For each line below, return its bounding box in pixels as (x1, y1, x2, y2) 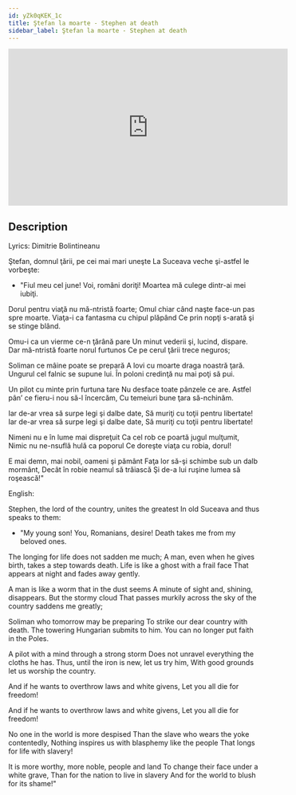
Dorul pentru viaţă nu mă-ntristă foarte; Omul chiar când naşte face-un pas (8, 305, 255, 314)
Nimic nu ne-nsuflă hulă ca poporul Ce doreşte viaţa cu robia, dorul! (8, 441, 232, 451)
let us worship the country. (8, 667, 97, 676)
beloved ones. (19, 537, 67, 546)
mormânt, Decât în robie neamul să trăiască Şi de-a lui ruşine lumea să (8, 465, 241, 474)
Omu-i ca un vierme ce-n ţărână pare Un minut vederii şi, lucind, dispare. (8, 336, 249, 347)
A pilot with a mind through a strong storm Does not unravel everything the (8, 649, 255, 659)
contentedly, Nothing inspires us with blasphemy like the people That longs (8, 738, 255, 748)
